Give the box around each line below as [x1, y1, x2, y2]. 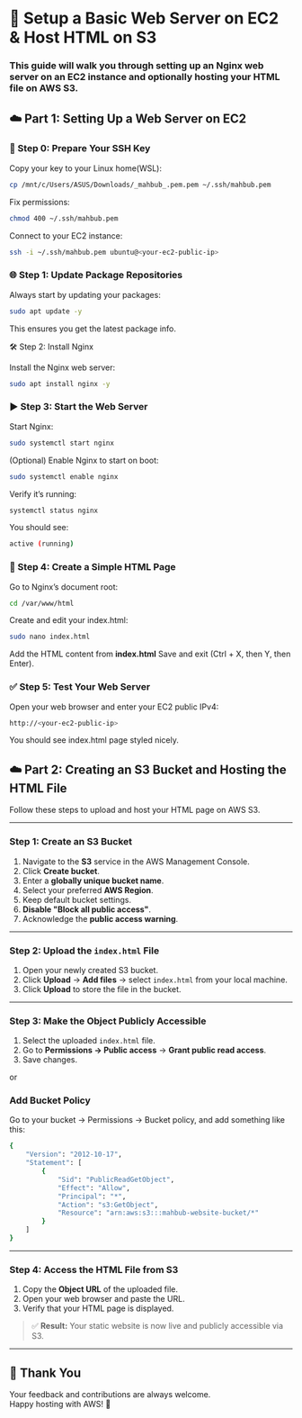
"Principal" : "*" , [57, 1192, 127, 1201]
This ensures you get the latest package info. [9, 323, 177, 334]
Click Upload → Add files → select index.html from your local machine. [22, 974, 288, 985]
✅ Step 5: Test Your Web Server [9, 681, 151, 693]
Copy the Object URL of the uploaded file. [22, 1284, 178, 1295]
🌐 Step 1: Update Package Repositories [9, 269, 183, 282]
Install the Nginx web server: [9, 362, 115, 373]
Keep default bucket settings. [22, 894, 132, 905]
